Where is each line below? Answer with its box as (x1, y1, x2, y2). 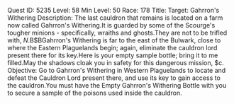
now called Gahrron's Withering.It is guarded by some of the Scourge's (7, 21, 216, 29)
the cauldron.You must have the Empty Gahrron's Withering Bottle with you (7, 81, 227, 89)
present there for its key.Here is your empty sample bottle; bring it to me (7, 51, 218, 59)
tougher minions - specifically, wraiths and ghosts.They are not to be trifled (7, 28, 228, 37)
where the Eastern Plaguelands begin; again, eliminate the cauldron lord (7, 44, 218, 52)
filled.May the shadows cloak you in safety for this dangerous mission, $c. (7, 59, 225, 67)
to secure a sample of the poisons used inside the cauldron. (7, 88, 182, 97)
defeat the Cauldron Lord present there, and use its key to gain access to (7, 74, 221, 82)
